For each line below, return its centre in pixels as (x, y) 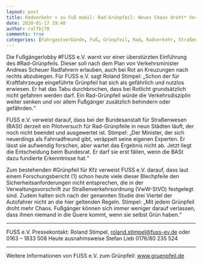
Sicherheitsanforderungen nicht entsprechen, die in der (75, 182)
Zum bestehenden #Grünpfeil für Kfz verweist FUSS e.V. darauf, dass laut (97, 170)
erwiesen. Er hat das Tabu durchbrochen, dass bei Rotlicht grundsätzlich (96, 89)
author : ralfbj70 (28, 29)
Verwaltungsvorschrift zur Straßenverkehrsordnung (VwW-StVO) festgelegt (100, 189)
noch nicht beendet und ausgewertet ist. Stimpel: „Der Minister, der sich (95, 132)
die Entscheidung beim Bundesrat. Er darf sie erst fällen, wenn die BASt (95, 152)
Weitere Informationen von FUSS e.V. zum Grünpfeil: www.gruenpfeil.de (95, 256)
